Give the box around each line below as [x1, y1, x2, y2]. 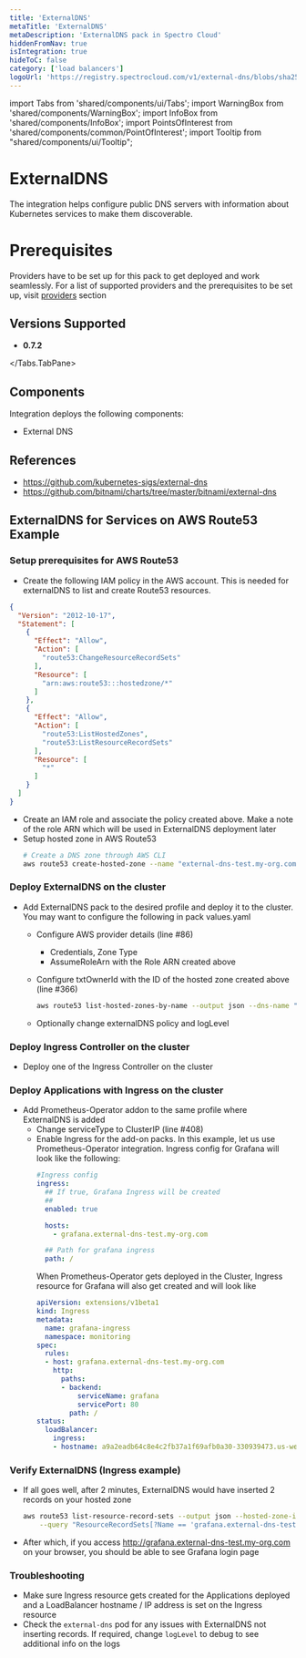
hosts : [44, 1220, 70, 1231]
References [9, 452, 76, 468]
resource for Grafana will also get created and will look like [36, 1281, 257, 1292]
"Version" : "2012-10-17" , [17, 611, 117, 620]
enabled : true [44, 1204, 98, 1213]
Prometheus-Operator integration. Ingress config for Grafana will [36, 1143, 280, 1154]
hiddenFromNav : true [9, 38, 88, 48]
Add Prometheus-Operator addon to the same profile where [22, 1105, 248, 1116]
